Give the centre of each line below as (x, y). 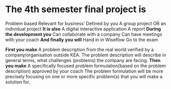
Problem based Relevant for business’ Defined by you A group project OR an (86, 23)
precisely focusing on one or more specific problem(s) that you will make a (84, 76)
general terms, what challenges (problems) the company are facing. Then (83, 60)
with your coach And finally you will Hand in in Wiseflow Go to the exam (82, 40)
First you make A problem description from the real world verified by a (80, 49)
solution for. (18, 82)
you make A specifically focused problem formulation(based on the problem (86, 66)
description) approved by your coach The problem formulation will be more (84, 71)
